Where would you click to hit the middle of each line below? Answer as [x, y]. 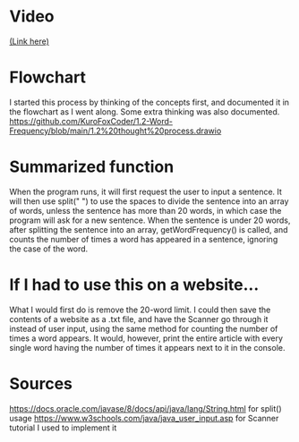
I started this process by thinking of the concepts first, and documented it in [149, 102]
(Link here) [29, 41]
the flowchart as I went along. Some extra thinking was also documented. [145, 111]
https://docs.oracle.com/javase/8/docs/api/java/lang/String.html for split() [145, 408]
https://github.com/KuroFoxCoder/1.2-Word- [91, 121]
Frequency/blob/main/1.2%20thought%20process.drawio [115, 131]
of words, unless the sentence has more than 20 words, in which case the [145, 210]
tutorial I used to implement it [63, 428]
